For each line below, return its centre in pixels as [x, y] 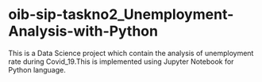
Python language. [37, 69]
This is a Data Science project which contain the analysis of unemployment [131, 53]
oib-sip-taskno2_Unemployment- [121, 15]
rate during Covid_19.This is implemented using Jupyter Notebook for [121, 61]
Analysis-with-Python [83, 31]
